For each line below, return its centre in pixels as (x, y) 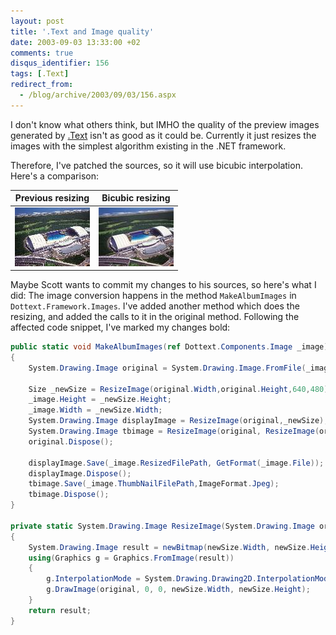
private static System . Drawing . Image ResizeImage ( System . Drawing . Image (162, 526)
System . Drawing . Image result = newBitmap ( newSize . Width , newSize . (169, 547)
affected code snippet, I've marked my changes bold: (120, 327)
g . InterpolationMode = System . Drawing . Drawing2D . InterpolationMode (189, 579)
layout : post (37, 21)
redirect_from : (42, 85)
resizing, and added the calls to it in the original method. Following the (155, 316)
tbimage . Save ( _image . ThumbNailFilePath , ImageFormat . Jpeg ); (154, 484)
